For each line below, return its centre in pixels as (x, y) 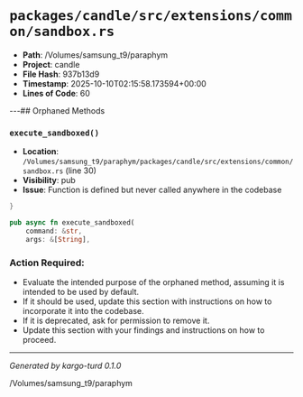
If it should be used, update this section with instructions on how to (147, 301)
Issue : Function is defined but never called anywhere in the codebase (152, 190)
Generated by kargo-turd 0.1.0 (65, 366)
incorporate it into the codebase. (83, 311)
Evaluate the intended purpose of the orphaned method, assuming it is (153, 282)
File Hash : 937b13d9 (61, 74)
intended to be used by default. (81, 292)
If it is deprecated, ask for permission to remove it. (116, 321)
